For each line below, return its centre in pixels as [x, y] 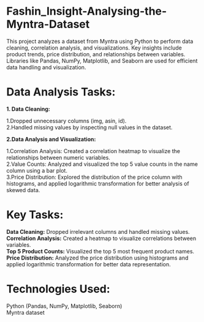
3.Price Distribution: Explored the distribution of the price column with [94, 177]
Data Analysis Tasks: [61, 92]
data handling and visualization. [46, 67]
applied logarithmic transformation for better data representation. [89, 264]
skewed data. [23, 190]
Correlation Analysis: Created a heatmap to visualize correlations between [101, 238]
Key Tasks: [35, 215]
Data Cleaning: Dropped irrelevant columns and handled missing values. [98, 231]
